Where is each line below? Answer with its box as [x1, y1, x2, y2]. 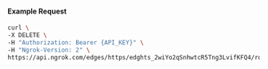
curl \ [7, 24, 30, 32]
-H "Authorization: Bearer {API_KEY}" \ [7, 38, 145, 47]
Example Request [7, 6, 67, 16]
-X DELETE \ [7, 32, 47, 40]
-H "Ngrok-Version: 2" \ [7, 46, 90, 54]
